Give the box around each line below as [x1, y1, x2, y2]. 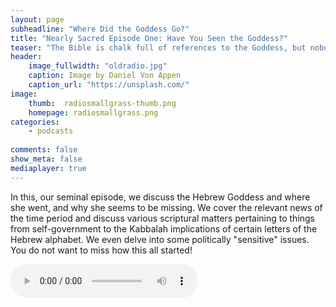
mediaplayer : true [10, 163, 87, 173]
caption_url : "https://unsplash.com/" [28, 80, 190, 90]
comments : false [10, 145, 78, 155]
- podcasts [28, 126, 74, 136]
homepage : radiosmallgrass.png [28, 107, 159, 118]
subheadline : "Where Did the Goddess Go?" [10, 24, 190, 34]
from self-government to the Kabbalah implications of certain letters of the [10, 222, 318, 235]
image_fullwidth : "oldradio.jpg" [28, 61, 168, 71]
